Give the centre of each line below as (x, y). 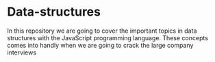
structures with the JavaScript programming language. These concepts (108, 37)
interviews (22, 52)
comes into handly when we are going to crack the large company (100, 45)
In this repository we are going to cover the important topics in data (102, 31)
